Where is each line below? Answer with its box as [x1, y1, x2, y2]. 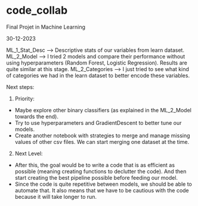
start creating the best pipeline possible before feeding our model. [14, 174, 178, 181]
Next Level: [14, 150, 43, 157]
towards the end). [14, 113, 58, 120]
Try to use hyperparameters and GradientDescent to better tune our [14, 119, 182, 126]
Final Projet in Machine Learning [6, 23, 85, 30]
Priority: [14, 95, 35, 102]
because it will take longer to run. [14, 193, 97, 200]
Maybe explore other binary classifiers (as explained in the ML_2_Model [14, 106, 192, 113]
